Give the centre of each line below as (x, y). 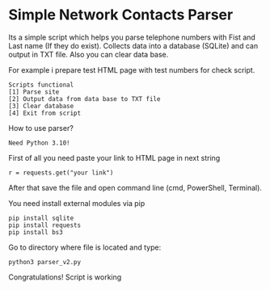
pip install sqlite (41, 218)
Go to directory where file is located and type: (85, 247)
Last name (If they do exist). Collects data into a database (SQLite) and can (133, 45)
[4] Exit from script (45, 113)
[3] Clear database (41, 106)
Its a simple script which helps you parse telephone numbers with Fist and (132, 37)
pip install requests (45, 225)
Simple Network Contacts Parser (121, 15)
